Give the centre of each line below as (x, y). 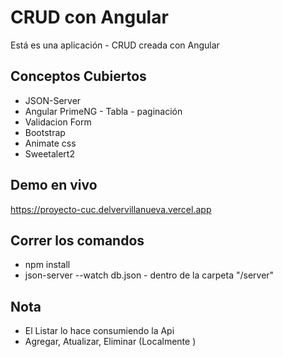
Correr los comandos (77, 240)
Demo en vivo (54, 185)
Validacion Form (58, 122)
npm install (47, 265)
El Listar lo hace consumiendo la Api (99, 331)
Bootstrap (45, 132)
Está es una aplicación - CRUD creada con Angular (115, 45)
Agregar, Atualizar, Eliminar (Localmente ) (110, 342)
